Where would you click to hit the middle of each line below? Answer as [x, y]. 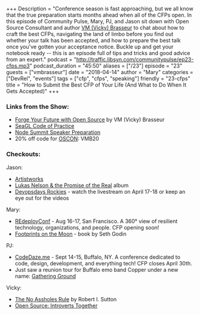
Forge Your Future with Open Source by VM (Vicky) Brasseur [90, 120]
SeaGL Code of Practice [44, 126]
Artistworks [29, 179]
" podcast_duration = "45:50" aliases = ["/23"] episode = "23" [106, 66]
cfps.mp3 [18, 66]
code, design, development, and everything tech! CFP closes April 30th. [103, 263]
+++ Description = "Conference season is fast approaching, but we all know [100, 9]
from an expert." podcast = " [41, 59]
